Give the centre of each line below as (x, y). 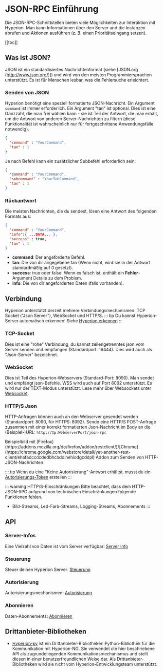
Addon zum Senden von (120, 457)
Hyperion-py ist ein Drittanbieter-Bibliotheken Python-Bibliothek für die (83, 643)
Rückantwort (21, 200)
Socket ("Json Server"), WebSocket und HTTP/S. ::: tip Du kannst (70, 315)
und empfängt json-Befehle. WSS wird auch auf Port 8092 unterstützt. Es (79, 383)
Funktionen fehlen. (24, 497)
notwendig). (17, 129)
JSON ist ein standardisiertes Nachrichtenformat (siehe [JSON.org (72, 69)
